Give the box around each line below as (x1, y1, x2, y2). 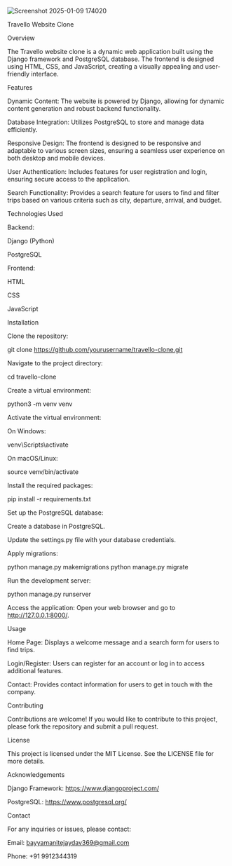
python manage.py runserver (7, 590, 91, 598)
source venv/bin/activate (7, 468, 79, 476)
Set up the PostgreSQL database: (7, 508, 104, 517)
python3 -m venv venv (7, 400, 73, 408)
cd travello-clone (7, 372, 57, 381)
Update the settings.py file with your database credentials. (7, 536, 177, 543)
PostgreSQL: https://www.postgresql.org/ (7, 798, 128, 806)
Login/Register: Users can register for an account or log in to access (7, 659, 205, 668)
